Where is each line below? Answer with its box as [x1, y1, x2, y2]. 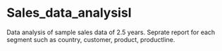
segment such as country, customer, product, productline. [6, 35, 175, 43]
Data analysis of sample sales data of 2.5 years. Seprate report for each [6, 28, 216, 36]
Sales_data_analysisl [6, 5, 132, 21]
